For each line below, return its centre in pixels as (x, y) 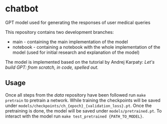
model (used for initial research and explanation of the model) (76, 52)
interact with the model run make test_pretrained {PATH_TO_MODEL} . (74, 116)
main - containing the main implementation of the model (70, 42)
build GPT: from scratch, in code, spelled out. (52, 67)
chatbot (22, 9)
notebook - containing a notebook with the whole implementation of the (86, 47)
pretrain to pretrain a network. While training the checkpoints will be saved (83, 100)
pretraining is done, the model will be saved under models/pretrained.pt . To (83, 111)
